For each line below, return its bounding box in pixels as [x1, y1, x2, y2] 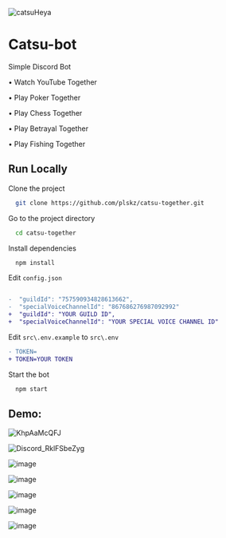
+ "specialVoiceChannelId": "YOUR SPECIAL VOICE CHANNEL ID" [8, 318, 219, 326]
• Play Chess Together [8, 108, 83, 117]
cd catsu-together [15, 228, 77, 237]
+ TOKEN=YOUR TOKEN [8, 355, 73, 363]
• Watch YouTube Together [8, 77, 98, 87]
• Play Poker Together [8, 93, 81, 102]
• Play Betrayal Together [8, 124, 89, 133]
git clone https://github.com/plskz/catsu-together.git [15, 199, 205, 207]
